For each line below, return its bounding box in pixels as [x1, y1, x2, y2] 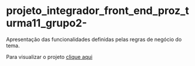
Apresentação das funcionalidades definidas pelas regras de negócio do [6, 36, 182, 43]
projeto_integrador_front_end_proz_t [6, 4, 190, 18]
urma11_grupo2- [6, 16, 87, 30]
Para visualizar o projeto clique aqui [6, 53, 93, 60]
